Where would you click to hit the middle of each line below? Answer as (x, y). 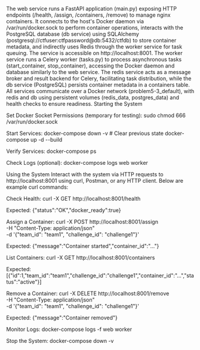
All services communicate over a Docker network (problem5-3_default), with (100, 91)
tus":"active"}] (24, 282)
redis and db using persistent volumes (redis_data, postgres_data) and (93, 97)
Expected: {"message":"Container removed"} (62, 318)
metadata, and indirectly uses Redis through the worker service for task (94, 47)
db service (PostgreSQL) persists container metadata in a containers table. (98, 85)
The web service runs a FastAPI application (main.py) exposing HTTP (92, 9)
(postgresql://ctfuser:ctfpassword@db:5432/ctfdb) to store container (91, 40)
